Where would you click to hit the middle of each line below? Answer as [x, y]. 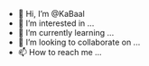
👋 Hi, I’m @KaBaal [51, 14]
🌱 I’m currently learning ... [66, 33]
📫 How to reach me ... [60, 52]
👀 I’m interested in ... [56, 23]
